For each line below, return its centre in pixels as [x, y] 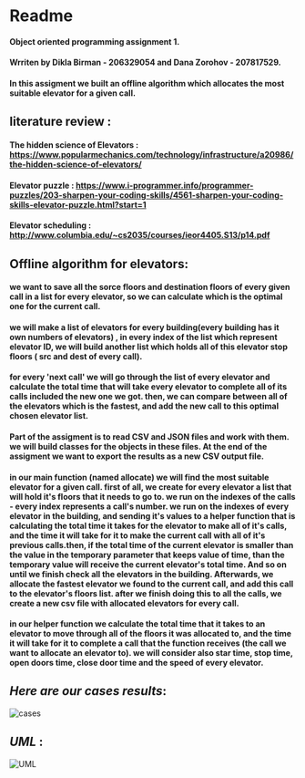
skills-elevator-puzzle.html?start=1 [78, 204]
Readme [41, 16]
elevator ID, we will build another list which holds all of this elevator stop [149, 347]
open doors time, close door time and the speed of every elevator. [137, 663]
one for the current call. [55, 306]
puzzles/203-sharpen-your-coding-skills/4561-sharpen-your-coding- [147, 195]
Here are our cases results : [88, 691]
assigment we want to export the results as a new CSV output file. [137, 456]
